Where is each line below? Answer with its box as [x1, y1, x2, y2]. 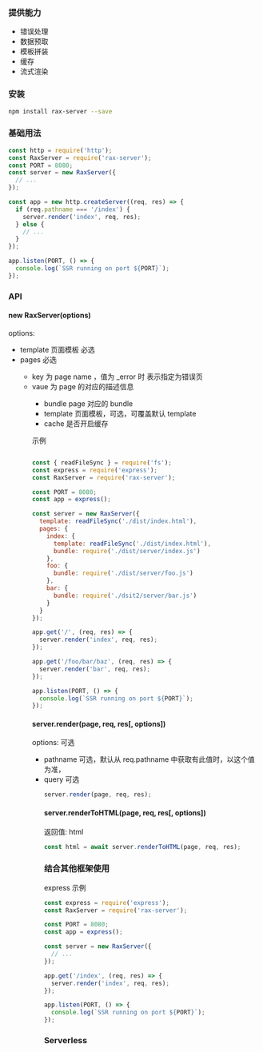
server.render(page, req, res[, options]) [31, 719, 166, 728]
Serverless [43, 1035, 88, 1046]
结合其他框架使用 [43, 863, 110, 875]
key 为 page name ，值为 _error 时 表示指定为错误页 [31, 372, 203, 381]
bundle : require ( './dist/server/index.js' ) [53, 547, 201, 555]
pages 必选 [19, 354, 58, 365]
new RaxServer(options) [8, 310, 92, 321]
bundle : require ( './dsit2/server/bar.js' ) [53, 592, 197, 600]
